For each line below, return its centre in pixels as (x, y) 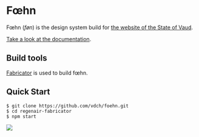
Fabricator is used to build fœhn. (47, 73)
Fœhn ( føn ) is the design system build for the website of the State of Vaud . (99, 27)
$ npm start (21, 116)
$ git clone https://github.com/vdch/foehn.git (68, 106)
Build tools (27, 58)
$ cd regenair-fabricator (39, 111)
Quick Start (28, 92)
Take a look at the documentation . (49, 39)
